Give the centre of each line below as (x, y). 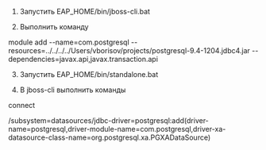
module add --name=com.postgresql (69, 42)
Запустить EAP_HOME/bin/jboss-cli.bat (85, 12)
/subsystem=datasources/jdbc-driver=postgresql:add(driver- (108, 121)
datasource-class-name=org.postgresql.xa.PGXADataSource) (110, 137)
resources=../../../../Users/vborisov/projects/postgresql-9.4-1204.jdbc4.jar (129, 50)
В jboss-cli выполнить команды (73, 90)
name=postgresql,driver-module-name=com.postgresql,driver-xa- (117, 129)
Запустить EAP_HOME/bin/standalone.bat (89, 74)
